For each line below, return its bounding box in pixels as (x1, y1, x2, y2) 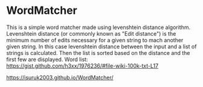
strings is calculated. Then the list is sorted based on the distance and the (6, 49, 190, 56)
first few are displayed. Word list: (6, 56, 88, 63)
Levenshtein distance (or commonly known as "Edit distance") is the (6, 30, 176, 37)
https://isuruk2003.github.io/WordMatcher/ (6, 74, 114, 81)
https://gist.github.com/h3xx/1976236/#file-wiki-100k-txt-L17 (6, 62, 159, 69)
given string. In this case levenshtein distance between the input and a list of (6, 43, 197, 50)
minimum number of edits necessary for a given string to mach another (6, 36, 184, 43)
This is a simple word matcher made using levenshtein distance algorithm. (6, 24, 191, 31)
